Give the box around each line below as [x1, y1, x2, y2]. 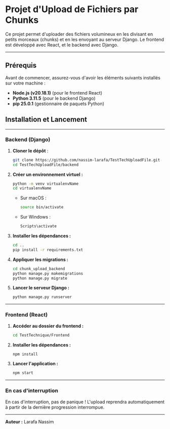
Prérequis [5, 61, 37, 70]
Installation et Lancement [5, 115, 88, 124]
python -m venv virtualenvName [12, 181, 79, 186]
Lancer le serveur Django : [12, 285, 70, 291]
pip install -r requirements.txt [12, 247, 83, 252]
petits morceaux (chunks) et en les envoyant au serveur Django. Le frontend [5, 36, 164, 42]
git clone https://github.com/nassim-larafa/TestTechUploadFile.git [12, 157, 160, 162]
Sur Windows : [20, 214, 51, 220]
